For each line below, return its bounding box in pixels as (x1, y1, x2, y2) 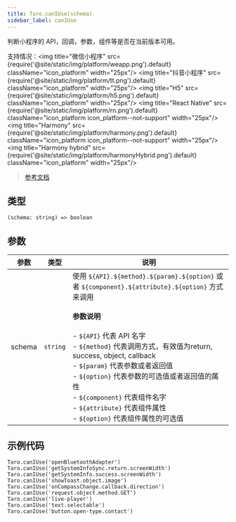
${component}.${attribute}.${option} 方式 (81, 282, 223, 292)
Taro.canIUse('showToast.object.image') (7, 477, 128, 484)
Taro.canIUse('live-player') (7, 495, 93, 502)
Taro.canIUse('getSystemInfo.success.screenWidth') (7, 471, 162, 478)
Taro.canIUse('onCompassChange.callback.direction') (7, 483, 165, 490)
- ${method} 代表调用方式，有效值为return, (72, 341, 213, 351)
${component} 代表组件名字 (79, 393, 166, 403)
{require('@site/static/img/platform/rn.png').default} (7, 106, 158, 115)
